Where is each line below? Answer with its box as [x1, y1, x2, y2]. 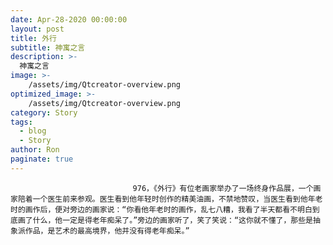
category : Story [10, 107, 78, 118]
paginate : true [10, 154, 74, 164]
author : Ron [10, 145, 60, 155]
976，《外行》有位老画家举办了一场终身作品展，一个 [132, 183, 314, 193]
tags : [10, 117, 33, 127]
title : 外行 [10, 33, 57, 43]
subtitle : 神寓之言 [10, 42, 86, 53]
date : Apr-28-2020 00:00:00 [10, 14, 128, 25]
